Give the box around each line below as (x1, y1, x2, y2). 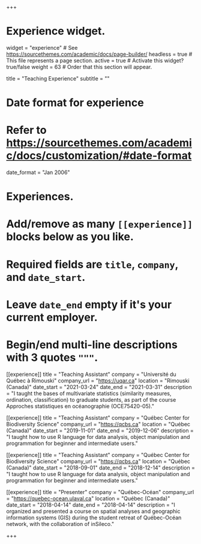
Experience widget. (6, 25, 106, 38)
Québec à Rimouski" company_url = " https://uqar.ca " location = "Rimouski (6, 376, 190, 384)
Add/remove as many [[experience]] (6, 217, 193, 231)
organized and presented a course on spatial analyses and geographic (6, 507, 181, 515)
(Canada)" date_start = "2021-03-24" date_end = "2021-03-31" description (6, 383, 192, 390)
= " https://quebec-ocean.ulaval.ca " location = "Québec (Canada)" (6, 495, 170, 502)
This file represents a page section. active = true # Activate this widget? (6, 56, 184, 64)
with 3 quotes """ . (6, 351, 98, 364)
